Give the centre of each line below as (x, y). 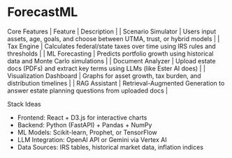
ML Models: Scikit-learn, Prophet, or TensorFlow (87, 132)
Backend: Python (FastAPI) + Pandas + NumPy (85, 125)
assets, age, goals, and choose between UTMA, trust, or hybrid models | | (114, 38)
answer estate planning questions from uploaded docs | (88, 90)
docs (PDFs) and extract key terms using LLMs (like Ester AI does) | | (107, 68)
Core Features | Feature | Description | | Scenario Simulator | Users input (112, 31)
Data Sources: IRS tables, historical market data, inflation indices (110, 147)
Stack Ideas (24, 104)
